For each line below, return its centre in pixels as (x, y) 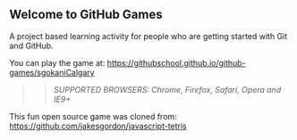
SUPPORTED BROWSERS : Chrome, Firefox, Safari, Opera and (167, 89)
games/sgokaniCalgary (52, 72)
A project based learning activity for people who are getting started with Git (148, 36)
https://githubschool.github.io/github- (176, 62)
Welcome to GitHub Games (86, 15)
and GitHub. (31, 45)
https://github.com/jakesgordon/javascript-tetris (98, 126)
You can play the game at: (57, 62)
